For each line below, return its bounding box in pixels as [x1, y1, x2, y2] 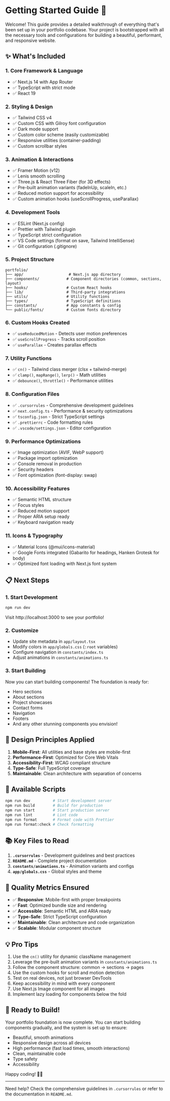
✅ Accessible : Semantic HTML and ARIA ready [12, 908, 111, 914]
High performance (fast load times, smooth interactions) [12, 1045, 130, 1051]
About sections [12, 694, 45, 700]
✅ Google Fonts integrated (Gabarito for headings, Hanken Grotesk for [12, 549, 159, 555]
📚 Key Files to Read [5, 836, 69, 845]
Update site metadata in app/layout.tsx [12, 638, 96, 644]
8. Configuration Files [5, 390, 60, 398]
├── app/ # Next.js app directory [5, 272, 121, 277]
